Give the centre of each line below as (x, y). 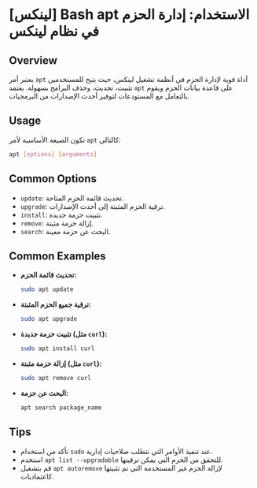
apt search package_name (61, 408)
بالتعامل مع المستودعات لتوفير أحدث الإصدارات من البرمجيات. (99, 96)
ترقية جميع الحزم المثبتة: (55, 304)
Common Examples (58, 256)
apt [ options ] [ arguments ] (53, 154)
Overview (33, 60)
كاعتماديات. (37, 476)
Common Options (53, 179)
